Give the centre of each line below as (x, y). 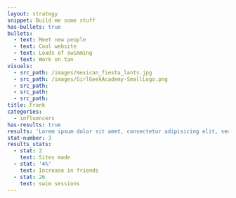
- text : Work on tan (44, 60)
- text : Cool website (45, 46)
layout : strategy (33, 14)
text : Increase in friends (59, 170)
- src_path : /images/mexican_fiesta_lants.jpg (83, 72)
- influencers (34, 118)
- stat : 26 (29, 177)
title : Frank (26, 105)
